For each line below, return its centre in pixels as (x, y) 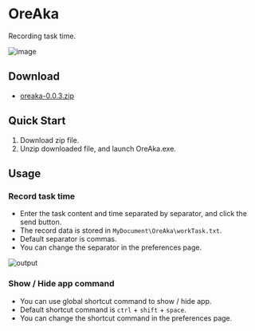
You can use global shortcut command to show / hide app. (116, 301)
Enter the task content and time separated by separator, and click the (133, 214)
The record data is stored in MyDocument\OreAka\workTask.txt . (121, 231)
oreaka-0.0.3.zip (47, 96)
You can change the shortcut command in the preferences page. (126, 318)
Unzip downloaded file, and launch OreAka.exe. (98, 148)
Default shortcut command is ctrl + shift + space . (103, 309)
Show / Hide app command (61, 284)
